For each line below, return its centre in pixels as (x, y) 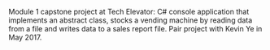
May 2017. (25, 37)
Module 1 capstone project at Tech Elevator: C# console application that (129, 12)
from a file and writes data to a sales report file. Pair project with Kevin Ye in (135, 29)
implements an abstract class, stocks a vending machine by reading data (131, 20)
